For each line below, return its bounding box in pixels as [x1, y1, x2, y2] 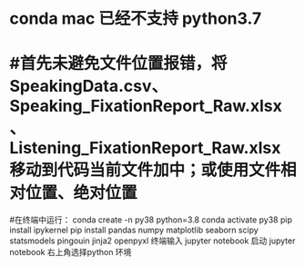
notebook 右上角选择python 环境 [9, 247, 132, 258]
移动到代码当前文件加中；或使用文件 [9, 160, 281, 181]
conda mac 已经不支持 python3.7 [9, 8, 262, 29]
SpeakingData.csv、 [9, 76, 168, 96]
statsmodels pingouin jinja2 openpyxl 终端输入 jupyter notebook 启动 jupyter [9, 235, 296, 246]
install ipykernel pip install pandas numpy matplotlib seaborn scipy [9, 224, 259, 236]
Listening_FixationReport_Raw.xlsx [9, 138, 281, 159]
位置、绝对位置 [25, 182, 138, 203]
